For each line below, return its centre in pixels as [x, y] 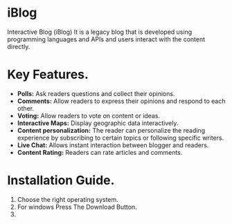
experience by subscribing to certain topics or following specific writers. [121, 138]
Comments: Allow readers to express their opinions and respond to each [121, 101]
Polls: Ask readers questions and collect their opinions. [96, 93]
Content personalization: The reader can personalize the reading [111, 130]
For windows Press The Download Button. [77, 207]
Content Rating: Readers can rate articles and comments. [100, 152]
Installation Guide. [61, 180]
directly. [19, 46]
